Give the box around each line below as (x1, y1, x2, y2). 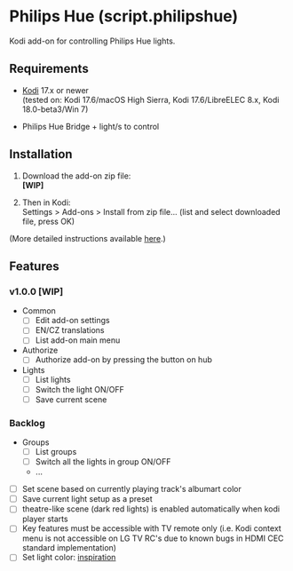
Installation (9, 147, 73, 162)
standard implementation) (21, 543, 117, 553)
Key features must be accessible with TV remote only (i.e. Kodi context (21, 523, 281, 534)
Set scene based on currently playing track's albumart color (21, 484, 242, 495)
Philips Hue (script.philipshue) (9, 6, 238, 27)
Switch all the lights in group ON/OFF (35, 456, 171, 467)
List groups (35, 446, 77, 456)
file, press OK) (21, 216, 75, 226)
